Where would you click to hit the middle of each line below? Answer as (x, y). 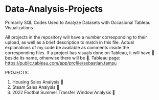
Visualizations (19, 27)
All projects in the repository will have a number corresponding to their (76, 37)
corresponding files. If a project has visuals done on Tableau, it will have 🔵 (80, 53)
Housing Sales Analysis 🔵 (38, 82)
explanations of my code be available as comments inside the (67, 47)
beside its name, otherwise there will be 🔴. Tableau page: (63, 58)
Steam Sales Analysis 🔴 (36, 87)
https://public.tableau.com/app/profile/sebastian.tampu (61, 63)
